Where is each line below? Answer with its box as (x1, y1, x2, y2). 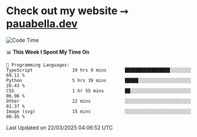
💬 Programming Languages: (6, 62, 70, 68)
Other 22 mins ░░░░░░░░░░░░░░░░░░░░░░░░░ (6, 98, 192, 104)
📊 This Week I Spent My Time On (6, 48, 90, 56)
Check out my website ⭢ (6, 4, 129, 18)
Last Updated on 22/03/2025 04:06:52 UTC (6, 124, 113, 131)
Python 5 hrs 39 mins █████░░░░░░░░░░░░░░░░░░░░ (6, 77, 192, 83)
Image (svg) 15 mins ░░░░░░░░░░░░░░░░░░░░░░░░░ (6, 108, 192, 115)
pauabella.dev (6, 17, 78, 31)
